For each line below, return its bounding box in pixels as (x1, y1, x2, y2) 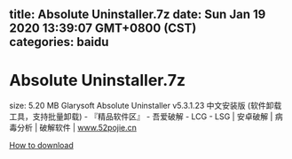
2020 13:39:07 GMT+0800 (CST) (9, 21, 197, 36)
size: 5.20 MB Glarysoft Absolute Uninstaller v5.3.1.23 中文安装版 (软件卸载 (9, 101, 282, 111)
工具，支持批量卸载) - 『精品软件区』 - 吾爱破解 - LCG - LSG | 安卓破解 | (9, 111, 273, 122)
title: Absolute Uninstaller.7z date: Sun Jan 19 (9, 7, 266, 22)
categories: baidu (9, 34, 109, 49)
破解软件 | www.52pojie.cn (39, 123, 138, 133)
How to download (9, 140, 74, 151)
